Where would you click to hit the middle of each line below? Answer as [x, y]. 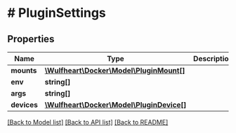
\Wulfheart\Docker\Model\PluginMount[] [115, 70]
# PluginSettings [57, 13]
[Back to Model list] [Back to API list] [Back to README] [88, 122]
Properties [31, 39]
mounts [24, 70]
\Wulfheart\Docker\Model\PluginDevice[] [116, 105]
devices [25, 105]
